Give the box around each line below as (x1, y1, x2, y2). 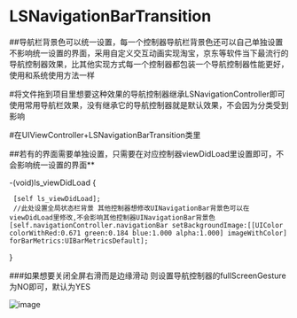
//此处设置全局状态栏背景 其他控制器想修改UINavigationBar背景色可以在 (12, 204, 250, 213)
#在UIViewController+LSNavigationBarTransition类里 (9, 129, 201, 140)
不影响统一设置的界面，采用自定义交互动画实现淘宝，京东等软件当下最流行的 (9, 47, 289, 58)
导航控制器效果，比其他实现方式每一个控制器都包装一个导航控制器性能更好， (9, 58, 289, 69)
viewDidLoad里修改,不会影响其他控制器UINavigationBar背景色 (9, 213, 215, 222)
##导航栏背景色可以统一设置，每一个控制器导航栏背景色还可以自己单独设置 (9, 36, 284, 47)
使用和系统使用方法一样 (9, 69, 95, 81)
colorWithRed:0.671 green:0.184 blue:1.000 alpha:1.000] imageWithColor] (9, 229, 288, 237)
